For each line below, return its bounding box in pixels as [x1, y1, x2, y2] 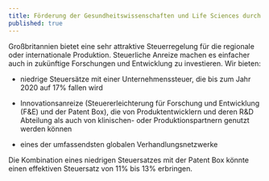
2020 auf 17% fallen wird [19, 82, 103, 93]
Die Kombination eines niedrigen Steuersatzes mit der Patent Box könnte [8, 154, 250, 165]
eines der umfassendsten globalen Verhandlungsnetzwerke [19, 139, 218, 149]
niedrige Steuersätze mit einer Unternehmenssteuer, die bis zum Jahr [19, 74, 251, 84]
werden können [19, 124, 72, 134]
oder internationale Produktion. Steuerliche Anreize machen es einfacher [8, 50, 250, 60]
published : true [8, 19, 63, 27]
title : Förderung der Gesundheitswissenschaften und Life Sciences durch [8, 11, 262, 20]
